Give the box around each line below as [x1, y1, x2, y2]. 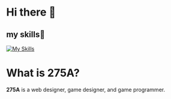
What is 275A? [6, 66, 80, 80]
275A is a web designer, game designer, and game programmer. [6, 86, 166, 93]
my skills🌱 [6, 29, 45, 40]
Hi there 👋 [6, 5, 56, 19]
